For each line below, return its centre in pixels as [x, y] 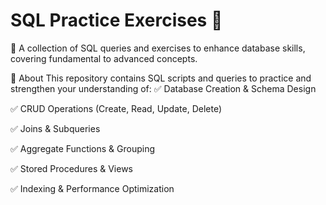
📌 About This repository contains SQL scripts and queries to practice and [161, 78]
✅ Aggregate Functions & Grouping [83, 148]
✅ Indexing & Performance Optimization [92, 188]
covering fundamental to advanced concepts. [104, 58]
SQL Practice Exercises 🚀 [116, 20]
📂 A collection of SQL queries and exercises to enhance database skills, [158, 48]
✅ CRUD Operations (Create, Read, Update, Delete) [116, 108]
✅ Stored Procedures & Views [71, 168]
